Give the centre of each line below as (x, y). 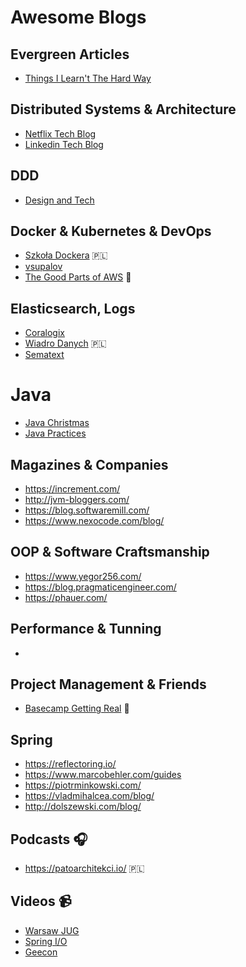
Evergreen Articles (70, 54)
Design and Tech (59, 200)
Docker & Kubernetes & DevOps (111, 231)
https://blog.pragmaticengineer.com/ (100, 587)
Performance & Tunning (86, 629)
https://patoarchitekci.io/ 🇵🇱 (84, 868)
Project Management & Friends (108, 684)
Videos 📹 (41, 901)
